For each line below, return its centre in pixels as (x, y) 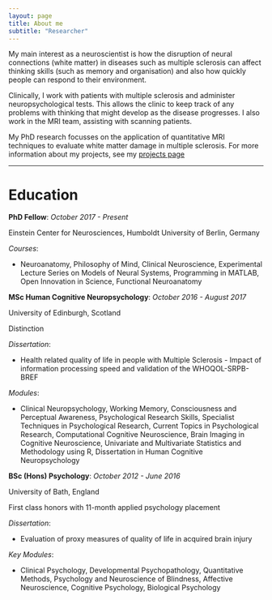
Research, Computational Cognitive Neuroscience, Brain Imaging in (132, 435)
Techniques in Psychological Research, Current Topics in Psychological (139, 426)
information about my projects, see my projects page (97, 154)
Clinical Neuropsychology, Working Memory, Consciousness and (128, 409)
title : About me (36, 24)
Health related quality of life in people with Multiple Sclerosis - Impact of (140, 360)
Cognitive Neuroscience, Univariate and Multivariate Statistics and (130, 444)
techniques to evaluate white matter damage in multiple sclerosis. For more (134, 146)
